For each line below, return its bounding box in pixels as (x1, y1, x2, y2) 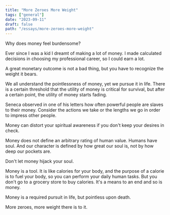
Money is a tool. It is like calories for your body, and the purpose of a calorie (5, 168, 164, 174)
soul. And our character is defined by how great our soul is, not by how (5, 143, 154, 149)
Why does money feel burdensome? (5, 40, 81, 46)
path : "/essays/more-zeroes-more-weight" (5, 26, 94, 32)
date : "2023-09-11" (5, 17, 47, 22)
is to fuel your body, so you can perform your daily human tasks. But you (5, 174, 157, 180)
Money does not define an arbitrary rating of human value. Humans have (5, 138, 157, 144)
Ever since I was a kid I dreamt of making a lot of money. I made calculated (5, 50, 162, 57)
